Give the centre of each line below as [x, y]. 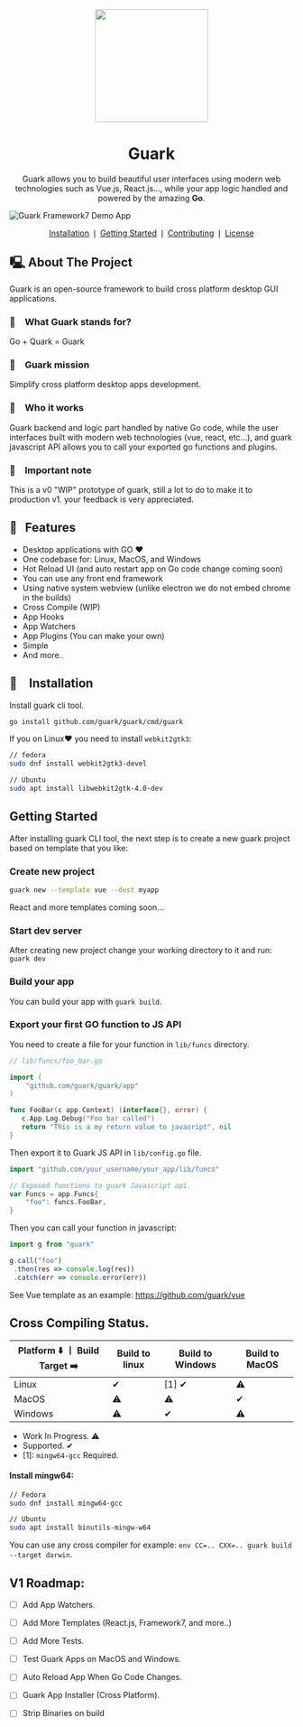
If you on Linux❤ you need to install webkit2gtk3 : [101, 738]
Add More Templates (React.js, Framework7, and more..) [127, 1623]
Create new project [52, 871]
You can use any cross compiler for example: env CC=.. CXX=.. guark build [151, 1545]
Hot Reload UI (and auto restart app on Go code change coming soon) [153, 569]
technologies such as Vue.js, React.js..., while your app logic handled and [151, 188]
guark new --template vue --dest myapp [84, 890]
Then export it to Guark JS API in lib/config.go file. [106, 1152]
